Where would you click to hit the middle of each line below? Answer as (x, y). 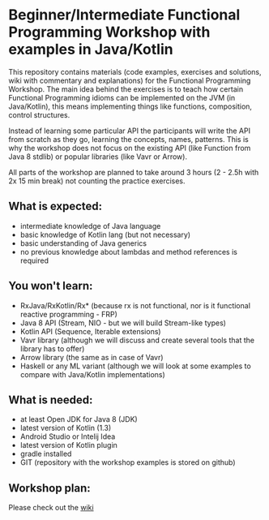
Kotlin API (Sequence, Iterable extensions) (90, 331)
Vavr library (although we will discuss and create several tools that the (137, 340)
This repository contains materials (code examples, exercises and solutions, (135, 71)
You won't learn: (51, 286)
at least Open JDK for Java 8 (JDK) (79, 419)
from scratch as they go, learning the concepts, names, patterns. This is (128, 139)
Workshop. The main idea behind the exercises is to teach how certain (126, 89)
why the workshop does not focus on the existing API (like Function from (130, 148)
